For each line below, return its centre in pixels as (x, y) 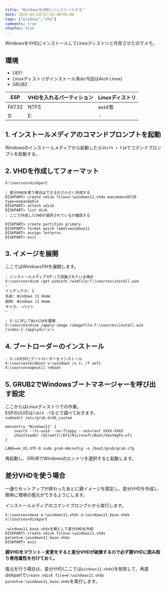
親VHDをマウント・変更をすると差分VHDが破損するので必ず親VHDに (76, 552)
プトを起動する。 (23, 154)
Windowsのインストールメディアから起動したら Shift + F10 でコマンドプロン (83, 147)
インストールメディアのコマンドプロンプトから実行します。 (66, 505)
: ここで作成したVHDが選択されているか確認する (48, 215)
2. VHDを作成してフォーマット (52, 171)
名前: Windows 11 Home (28, 296)
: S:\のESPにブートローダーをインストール (44, 359)
